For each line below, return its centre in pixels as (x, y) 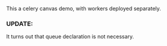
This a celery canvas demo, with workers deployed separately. (83, 9)
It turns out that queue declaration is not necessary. (70, 37)
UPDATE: (20, 24)
